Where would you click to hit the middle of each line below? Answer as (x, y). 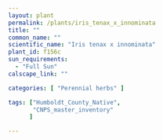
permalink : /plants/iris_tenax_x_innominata (82, 23)
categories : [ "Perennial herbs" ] (66, 88)
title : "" (24, 30)
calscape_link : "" (38, 74)
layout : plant (31, 15)
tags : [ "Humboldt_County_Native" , (65, 102)
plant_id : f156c (34, 52)
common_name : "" (34, 37)
